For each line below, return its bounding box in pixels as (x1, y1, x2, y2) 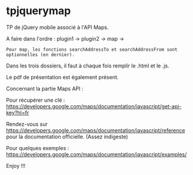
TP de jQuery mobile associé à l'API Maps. (6, 24, 109, 31)
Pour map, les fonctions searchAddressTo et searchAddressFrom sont (6, 46, 178, 53)
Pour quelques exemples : (6, 144, 69, 151)
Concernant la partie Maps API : (6, 85, 84, 92)
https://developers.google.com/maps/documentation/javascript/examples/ (6, 151, 187, 158)
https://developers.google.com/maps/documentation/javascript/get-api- (6, 102, 182, 110)
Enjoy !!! (6, 162, 26, 169)
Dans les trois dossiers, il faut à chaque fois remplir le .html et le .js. (6, 62, 169, 69)
